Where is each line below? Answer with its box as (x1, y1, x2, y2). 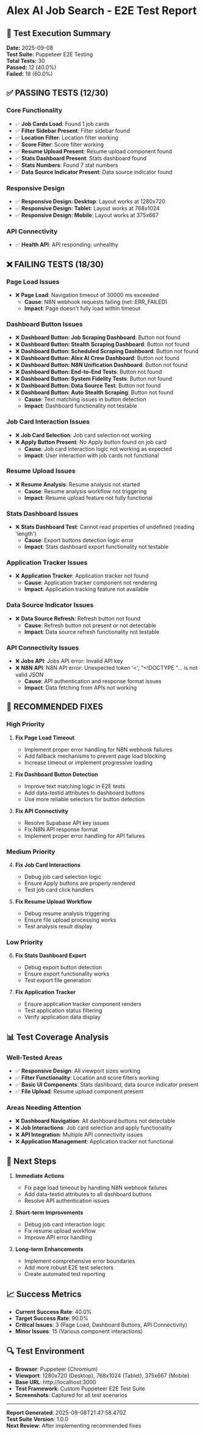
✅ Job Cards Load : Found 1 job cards (15, 120, 110, 127)
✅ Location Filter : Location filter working (15, 134, 119, 141)
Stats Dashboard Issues (6, 509, 79, 518)
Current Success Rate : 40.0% (15, 1308, 92, 1315)
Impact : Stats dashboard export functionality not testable (24, 543, 169, 551)
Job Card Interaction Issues (6, 417, 90, 426)
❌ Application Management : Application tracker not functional (15, 1138, 174, 1145)
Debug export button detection (24, 964, 103, 971)
